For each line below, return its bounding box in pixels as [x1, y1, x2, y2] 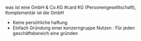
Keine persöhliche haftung [12, 20, 68, 25]
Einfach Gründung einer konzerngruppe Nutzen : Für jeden [12, 25, 135, 31]
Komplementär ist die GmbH [5, 10, 64, 16]
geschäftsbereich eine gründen [12, 30, 78, 36]
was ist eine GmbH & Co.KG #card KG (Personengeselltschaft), [5, 5, 136, 10]
